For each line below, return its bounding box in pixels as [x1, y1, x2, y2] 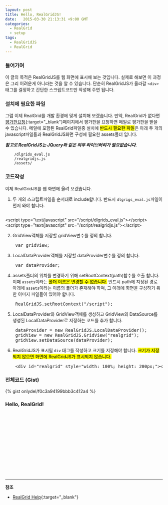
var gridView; [15, 242, 50, 248]
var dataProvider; [15, 262, 60, 268]
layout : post [5, 7, 32, 12]
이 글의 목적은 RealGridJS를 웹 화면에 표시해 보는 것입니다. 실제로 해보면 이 [5, 74, 152, 80]
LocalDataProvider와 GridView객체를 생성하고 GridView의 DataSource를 [12, 311, 158, 317]
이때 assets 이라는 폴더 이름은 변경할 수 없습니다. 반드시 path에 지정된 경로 [12, 278, 158, 285]
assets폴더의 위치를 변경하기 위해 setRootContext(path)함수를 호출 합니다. [12, 272, 160, 278]
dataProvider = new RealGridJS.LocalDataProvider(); [15, 327, 147, 333]
